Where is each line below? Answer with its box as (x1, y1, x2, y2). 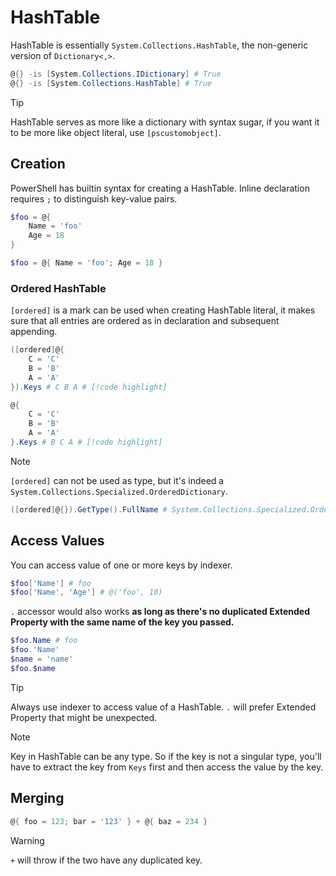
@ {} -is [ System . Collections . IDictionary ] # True (10, 69, 222, 79)
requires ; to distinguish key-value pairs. (10, 192, 178, 205)
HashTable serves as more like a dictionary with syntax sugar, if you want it (10, 116, 320, 128)
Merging (10, 790, 65, 807)
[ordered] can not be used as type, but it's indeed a (10, 474, 225, 486)
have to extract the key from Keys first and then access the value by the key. (10, 761, 324, 773)
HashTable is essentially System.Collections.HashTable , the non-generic (10, 39, 309, 51)
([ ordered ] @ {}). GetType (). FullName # (10, 504, 168, 515)
